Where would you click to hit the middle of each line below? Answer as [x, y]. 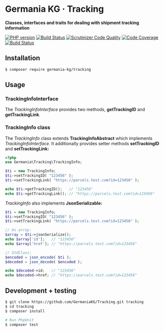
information [17, 28]
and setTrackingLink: [27, 149]
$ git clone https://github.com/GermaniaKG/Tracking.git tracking [74, 302]
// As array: [18, 230]
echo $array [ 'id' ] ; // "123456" [41, 240]
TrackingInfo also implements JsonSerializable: [54, 203]
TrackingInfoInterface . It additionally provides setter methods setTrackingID [82, 143]
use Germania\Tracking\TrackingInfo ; [44, 162]
